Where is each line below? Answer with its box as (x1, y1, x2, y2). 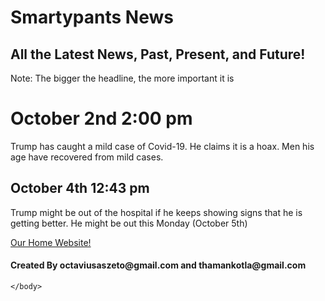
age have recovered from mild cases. (10, 151, 164, 163)
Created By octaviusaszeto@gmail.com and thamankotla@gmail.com (10, 259, 307, 271)
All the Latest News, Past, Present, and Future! (10, 46, 306, 63)
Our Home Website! (10, 236, 92, 248)
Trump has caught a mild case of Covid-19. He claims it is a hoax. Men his (10, 140, 315, 152)
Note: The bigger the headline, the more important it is (10, 72, 235, 84)
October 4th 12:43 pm (10, 180, 150, 197)
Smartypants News (10, 6, 174, 29)
